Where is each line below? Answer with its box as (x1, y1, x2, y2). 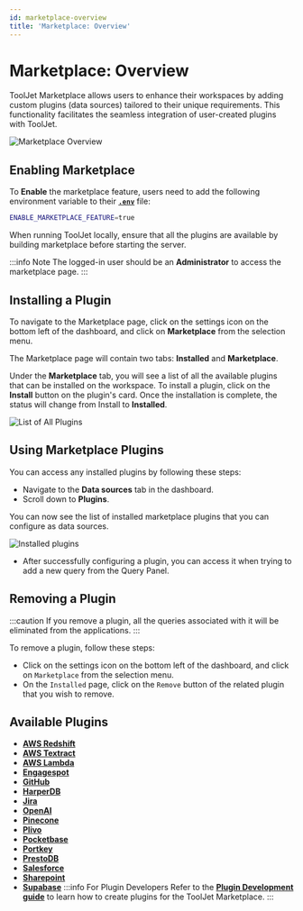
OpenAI (22, 806, 52, 816)
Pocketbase (22, 834, 69, 845)
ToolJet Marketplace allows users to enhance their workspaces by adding (9, 90, 284, 101)
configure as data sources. (9, 520, 109, 532)
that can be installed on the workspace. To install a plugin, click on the (9, 379, 271, 390)
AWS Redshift (22, 738, 76, 749)
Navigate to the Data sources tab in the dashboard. (22, 484, 215, 495)
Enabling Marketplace (9, 162, 135, 178)
